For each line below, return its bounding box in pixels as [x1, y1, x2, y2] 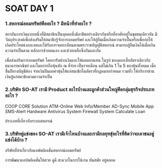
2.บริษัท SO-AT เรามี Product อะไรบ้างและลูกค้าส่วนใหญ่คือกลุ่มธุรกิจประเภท [5, 86, 155, 93]
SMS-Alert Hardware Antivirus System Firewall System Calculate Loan [5, 108, 146, 114]
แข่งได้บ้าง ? [5, 136, 28, 143]
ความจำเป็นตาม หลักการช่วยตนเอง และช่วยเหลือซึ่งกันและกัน [5, 48, 101, 53]
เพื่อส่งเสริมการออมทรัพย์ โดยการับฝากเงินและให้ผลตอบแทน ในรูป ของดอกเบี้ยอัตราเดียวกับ [5, 57, 151, 63]
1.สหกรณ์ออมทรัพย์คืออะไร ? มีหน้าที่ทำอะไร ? [5, 20, 92, 27]
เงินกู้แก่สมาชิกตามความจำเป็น [5, 74, 53, 80]
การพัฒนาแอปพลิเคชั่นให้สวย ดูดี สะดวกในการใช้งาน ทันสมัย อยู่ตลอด [5, 157, 115, 163]
